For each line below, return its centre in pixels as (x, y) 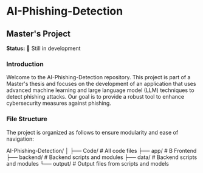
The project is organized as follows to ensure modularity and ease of (92, 132)
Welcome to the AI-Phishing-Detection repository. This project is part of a (98, 77)
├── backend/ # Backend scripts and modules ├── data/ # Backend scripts (102, 157)
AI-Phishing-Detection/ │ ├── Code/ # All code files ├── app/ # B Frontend (101, 150)
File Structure (27, 119)
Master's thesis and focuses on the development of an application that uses (101, 84)
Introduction (25, 64)
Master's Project (39, 34)
